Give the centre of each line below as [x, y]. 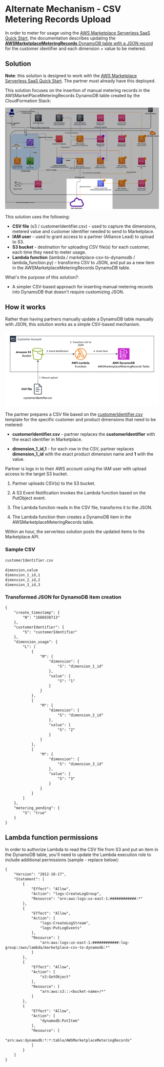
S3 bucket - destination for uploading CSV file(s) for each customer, [81, 247]
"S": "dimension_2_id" [81, 715]
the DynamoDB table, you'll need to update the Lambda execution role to [78, 854]
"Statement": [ [29, 879]
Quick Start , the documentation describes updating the [60, 38]
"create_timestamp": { [37, 613]
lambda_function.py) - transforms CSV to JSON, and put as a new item [83, 262]
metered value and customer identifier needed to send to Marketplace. [83, 231]
